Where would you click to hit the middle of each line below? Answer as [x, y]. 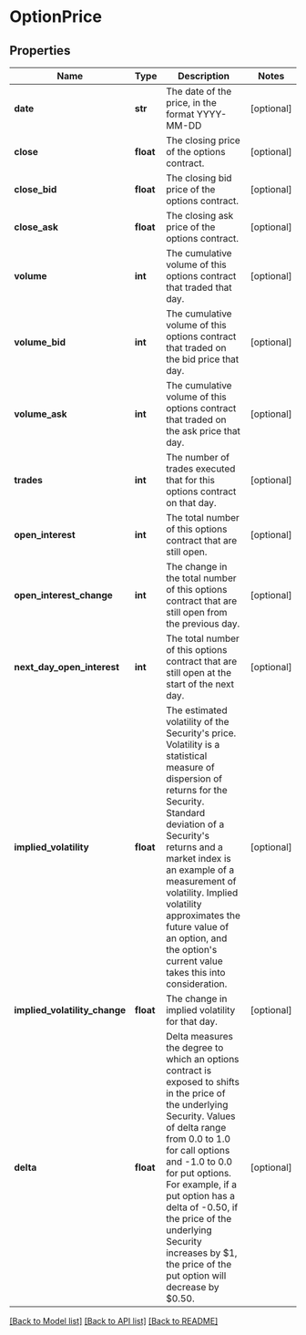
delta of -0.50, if [202, 1207]
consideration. [196, 984]
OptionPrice [56, 17]
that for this [190, 480]
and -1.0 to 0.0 [199, 1162]
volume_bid [40, 342]
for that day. [192, 1021]
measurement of [201, 881]
